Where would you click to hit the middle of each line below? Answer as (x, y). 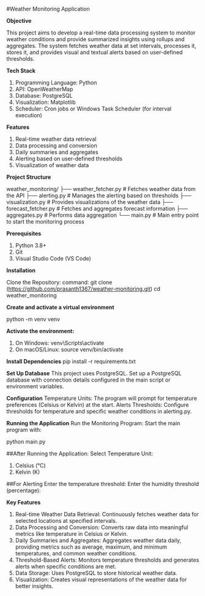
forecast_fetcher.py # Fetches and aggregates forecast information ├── (97, 209)
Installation (21, 270)
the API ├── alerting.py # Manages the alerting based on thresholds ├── (99, 195)
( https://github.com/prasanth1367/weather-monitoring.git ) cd (84, 289)
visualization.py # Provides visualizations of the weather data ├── (90, 202)
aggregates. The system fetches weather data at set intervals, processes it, (102, 46)
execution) (29, 115)
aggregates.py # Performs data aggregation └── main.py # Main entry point (102, 215)
